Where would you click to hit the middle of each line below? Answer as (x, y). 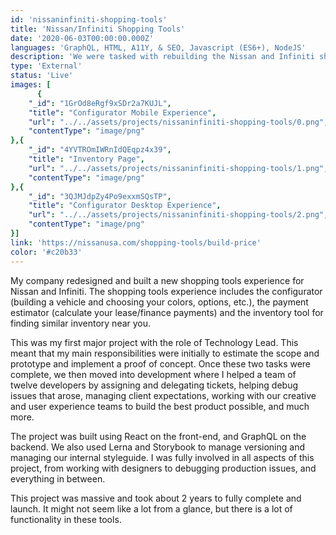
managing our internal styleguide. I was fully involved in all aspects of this (162, 457)
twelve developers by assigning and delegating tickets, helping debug (154, 385)
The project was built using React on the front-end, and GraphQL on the (158, 436)
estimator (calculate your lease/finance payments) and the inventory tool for (167, 312)
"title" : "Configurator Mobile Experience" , (122, 112)
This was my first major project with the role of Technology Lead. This (154, 342)
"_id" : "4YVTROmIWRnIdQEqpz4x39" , (100, 150)
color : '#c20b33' (46, 252)
